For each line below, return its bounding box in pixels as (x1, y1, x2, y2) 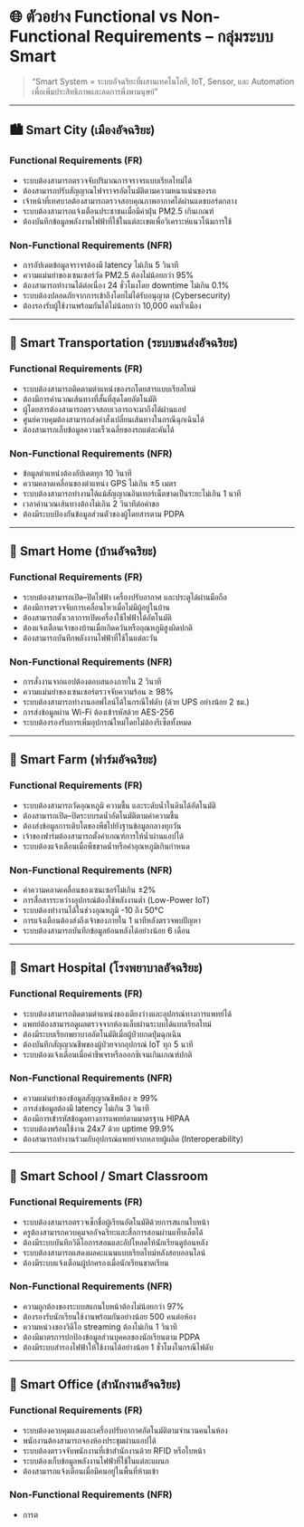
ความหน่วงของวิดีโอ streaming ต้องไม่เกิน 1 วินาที (22, 1321, 178, 1332)
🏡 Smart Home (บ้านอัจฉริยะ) (9, 543, 157, 559)
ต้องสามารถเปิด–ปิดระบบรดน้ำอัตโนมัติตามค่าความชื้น (22, 810, 179, 821)
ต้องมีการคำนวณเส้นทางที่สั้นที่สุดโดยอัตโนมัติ (22, 393, 157, 404)
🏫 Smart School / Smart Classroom (9, 1168, 208, 1184)
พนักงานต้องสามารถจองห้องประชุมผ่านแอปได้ (22, 1435, 157, 1445)
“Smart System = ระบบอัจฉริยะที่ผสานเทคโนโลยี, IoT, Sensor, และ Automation (31, 75, 295, 87)
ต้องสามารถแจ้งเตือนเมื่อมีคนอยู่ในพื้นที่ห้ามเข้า (22, 1465, 159, 1476)
